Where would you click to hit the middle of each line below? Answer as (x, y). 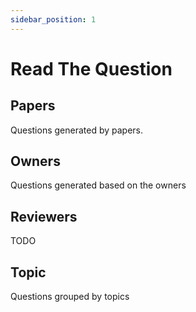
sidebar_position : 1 (53, 19)
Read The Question (91, 68)
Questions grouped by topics (70, 297)
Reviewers (44, 216)
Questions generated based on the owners (98, 185)
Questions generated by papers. (77, 130)
